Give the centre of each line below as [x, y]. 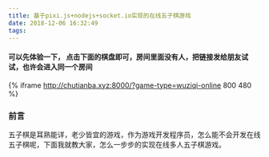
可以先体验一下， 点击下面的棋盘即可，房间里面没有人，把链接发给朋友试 [128, 57]
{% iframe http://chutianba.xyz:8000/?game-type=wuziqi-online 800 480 [130, 85]
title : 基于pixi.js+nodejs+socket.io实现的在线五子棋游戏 [100, 16]
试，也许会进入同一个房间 [50, 67]
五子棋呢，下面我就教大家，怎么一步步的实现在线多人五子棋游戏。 [117, 144]
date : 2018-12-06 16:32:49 [53, 23]
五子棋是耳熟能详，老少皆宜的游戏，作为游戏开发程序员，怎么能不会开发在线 [134, 134]
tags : [17, 30]
